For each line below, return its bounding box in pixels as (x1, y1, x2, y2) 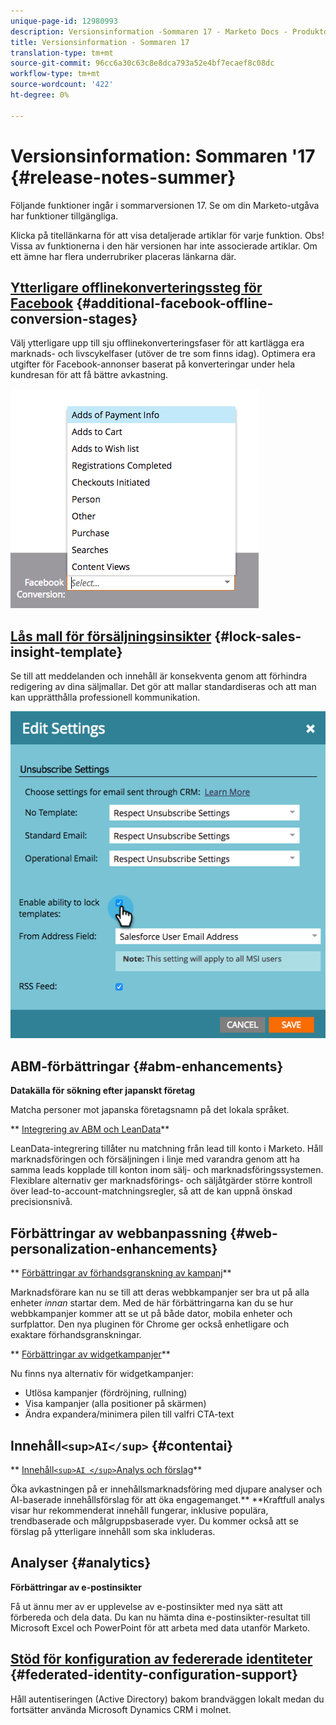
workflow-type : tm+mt (10, 69, 101, 79)
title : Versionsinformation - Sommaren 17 (10, 37, 190, 47)
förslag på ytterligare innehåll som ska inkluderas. (10, 1525, 216, 1537)
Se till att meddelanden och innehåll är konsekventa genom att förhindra (10, 670, 308, 682)
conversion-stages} (10, 310, 138, 327)
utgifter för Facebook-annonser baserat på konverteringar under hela (10, 358, 296, 370)
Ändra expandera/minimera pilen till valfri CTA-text (24, 1408, 235, 1420)
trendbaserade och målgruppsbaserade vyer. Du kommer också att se (10, 1515, 300, 1527)
